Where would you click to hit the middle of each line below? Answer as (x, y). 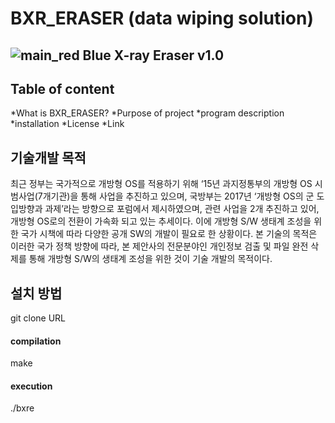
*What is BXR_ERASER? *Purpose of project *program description (147, 113)
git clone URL (38, 318)
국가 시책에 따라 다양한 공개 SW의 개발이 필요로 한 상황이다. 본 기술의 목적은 (169, 234)
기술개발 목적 (48, 157)
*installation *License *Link (67, 124)
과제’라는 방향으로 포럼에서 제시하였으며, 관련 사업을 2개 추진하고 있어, (182, 209)
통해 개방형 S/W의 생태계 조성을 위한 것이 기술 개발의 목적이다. (150, 259)
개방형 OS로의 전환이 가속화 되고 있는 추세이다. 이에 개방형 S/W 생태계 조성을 (161, 221)
